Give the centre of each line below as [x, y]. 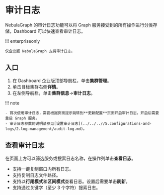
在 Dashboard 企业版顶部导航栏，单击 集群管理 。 [62, 81]
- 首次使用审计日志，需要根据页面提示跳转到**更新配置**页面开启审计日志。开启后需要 [82, 113]
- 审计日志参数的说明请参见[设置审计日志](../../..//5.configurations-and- [79, 123]
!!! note [12, 103]
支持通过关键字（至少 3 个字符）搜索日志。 [56, 188]
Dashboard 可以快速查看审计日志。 [50, 31]
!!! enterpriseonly [23, 41]
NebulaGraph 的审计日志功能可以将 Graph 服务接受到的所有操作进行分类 [79, 25]
